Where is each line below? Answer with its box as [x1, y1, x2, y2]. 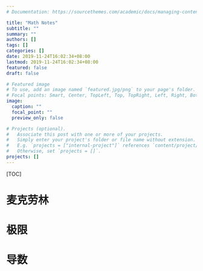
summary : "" [6, 31, 36, 37]
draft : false [6, 70, 39, 76]
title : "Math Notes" [6, 19, 59, 26]
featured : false [6, 65, 47, 71]
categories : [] [6, 48, 45, 54]
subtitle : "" [6, 25, 39, 31]
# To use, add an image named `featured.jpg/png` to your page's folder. [6, 87, 196, 93]
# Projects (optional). [6, 126, 66, 132]
